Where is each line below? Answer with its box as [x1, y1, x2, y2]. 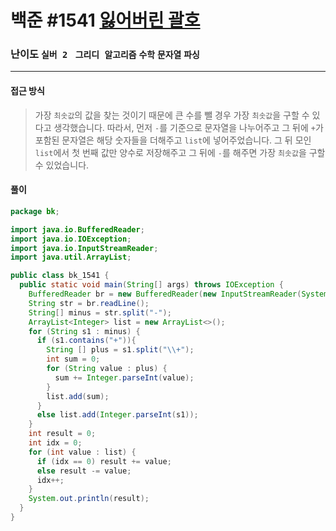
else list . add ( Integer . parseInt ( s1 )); [36, 410, 199, 420]
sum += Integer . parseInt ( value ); [54, 372, 195, 383]
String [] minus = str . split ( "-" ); [28, 307, 172, 318]
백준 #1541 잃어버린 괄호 [10, 9, 201, 32]
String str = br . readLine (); [28, 298, 150, 308]
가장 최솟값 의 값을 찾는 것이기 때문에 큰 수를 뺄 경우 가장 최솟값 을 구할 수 [34, 109, 310, 121]
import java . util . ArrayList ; [10, 252, 132, 263]
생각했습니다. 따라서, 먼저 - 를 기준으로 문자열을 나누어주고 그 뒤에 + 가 [53, 121, 324, 133]
